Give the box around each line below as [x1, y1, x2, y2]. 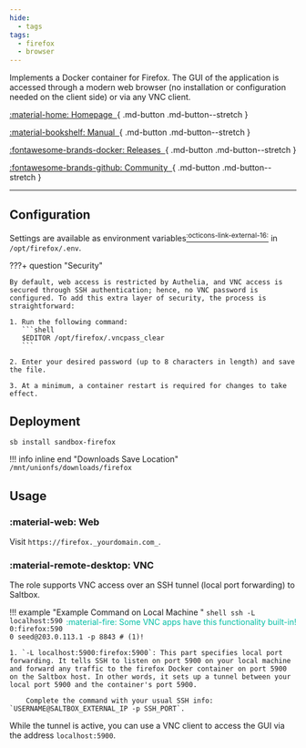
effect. [9, 389, 39, 398]
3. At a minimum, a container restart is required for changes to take [9, 381, 287, 390]
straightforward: [9, 302, 76, 311]
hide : [9, 13, 30, 23]
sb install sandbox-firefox [9, 438, 117, 447]
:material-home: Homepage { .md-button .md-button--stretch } [9, 109, 249, 120]
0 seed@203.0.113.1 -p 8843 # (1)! [9, 632, 145, 642]
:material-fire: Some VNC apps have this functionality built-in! [66, 617, 297, 628]
